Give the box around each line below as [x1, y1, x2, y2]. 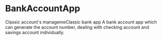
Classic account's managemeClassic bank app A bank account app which [5, 19, 157, 25]
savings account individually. [5, 29, 65, 35]
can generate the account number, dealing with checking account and [5, 24, 150, 30]
